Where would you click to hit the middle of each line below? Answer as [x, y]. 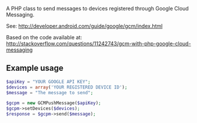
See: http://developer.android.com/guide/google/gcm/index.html [84, 26]
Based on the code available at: [44, 37]
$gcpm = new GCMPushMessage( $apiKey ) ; [54, 103]
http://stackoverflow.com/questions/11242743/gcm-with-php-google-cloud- [98, 44]
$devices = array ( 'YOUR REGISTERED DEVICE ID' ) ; [67, 87]
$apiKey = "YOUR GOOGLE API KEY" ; [49, 81]
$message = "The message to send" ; [50, 93]
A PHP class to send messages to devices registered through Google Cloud [98, 8]
